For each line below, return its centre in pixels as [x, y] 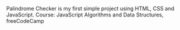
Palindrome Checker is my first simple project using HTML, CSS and [90, 9]
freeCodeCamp [25, 21]
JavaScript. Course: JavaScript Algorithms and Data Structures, [85, 15]
